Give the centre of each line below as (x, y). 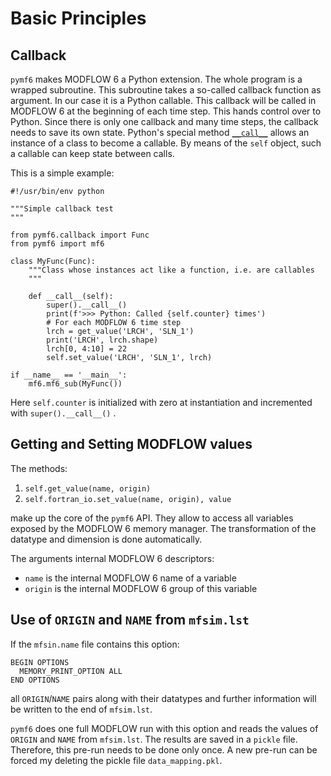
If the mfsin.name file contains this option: (95, 644)
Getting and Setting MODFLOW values (131, 444)
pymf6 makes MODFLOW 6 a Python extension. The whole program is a (156, 79)
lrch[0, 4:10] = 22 (87, 349)
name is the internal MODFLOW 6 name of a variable (130, 578)
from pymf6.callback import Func (80, 235)
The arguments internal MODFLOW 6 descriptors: (112, 558)
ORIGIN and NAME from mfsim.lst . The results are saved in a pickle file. (154, 739)
